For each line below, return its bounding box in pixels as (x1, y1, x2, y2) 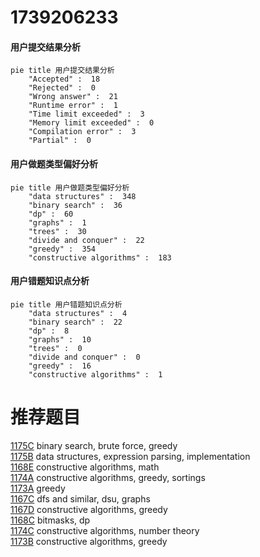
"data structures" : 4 (28, 308, 128, 318)
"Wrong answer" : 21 (28, 92, 118, 102)
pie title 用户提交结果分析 (10, 66, 115, 76)
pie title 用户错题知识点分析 (10, 299, 123, 310)
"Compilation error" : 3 (28, 127, 137, 137)
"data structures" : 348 (28, 191, 137, 201)
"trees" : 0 (28, 343, 83, 353)
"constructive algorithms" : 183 (28, 252, 172, 263)
